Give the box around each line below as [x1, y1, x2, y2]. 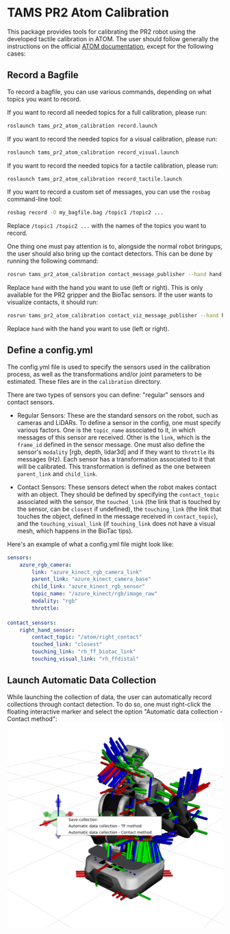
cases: [7, 49, 26, 58]
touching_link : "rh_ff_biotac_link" [31, 648, 136, 655]
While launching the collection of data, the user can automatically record [7, 692, 212, 701]
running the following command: [7, 257, 99, 265]
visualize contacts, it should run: [7, 298, 99, 306]
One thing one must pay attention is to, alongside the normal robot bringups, [7, 242, 222, 251]
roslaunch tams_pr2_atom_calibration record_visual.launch [7, 149, 179, 156]
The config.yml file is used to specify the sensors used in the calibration [7, 363, 211, 371]
